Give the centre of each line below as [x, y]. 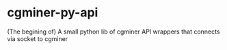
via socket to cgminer [38, 38]
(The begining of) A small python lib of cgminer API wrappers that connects [113, 32]
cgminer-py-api [53, 13]
